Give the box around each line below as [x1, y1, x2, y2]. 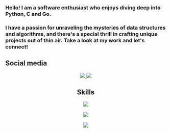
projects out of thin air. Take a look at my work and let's [5, 37, 145, 44]
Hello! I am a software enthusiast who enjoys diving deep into [5, 4, 161, 11]
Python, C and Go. [5, 10, 52, 17]
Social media [5, 59, 47, 68]
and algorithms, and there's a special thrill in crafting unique [5, 30, 158, 37]
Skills [77, 88, 95, 97]
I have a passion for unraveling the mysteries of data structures [5, 24, 166, 31]
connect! [5, 43, 28, 50]
